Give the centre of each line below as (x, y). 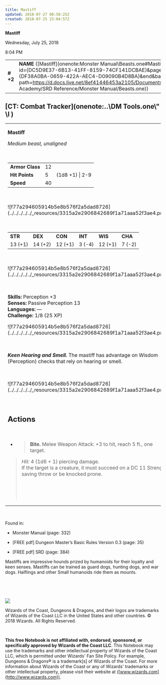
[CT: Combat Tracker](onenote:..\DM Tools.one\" (82, 106)
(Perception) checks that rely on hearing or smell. (65, 361)
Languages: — (25, 309)
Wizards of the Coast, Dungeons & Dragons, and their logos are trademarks (82, 610)
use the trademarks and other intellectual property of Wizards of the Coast (81, 650)
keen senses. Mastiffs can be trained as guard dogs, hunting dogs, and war (82, 567)
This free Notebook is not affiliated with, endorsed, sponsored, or (74, 640)
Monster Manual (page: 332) (41, 533)
